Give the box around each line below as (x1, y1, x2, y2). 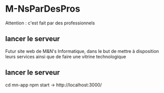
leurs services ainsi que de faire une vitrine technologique (5, 53, 127, 59)
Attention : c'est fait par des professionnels (5, 20, 95, 26)
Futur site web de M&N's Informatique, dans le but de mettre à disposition (5, 48, 159, 54)
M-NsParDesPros (5, 3, 80, 15)
